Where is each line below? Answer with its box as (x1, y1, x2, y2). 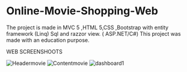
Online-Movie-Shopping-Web (6, 4, 158, 18)
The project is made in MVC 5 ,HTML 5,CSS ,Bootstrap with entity (6, 24, 169, 31)
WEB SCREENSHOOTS (6, 48, 63, 55)
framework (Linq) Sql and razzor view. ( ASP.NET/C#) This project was (6, 30, 182, 37)
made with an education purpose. (6, 36, 90, 43)
